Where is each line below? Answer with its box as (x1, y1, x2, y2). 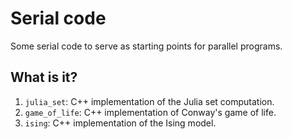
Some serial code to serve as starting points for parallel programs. (10, 40, 283, 52)
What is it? (10, 69, 78, 86)
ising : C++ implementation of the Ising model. (24, 117, 217, 129)
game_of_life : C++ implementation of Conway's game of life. (24, 106, 277, 118)
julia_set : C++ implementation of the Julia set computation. (24, 95, 275, 107)
